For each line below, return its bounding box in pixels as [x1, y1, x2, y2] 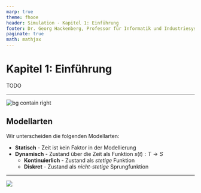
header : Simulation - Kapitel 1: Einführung [6, 20, 119, 26]
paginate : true [6, 31, 44, 37]
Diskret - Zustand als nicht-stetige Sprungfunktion [23, 163, 149, 170]
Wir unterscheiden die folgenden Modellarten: [6, 132, 120, 139]
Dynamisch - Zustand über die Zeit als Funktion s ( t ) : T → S [14, 150, 163, 157]
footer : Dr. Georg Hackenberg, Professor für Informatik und [6, 25, 162, 32]
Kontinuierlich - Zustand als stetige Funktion [23, 157, 135, 164]
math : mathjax [6, 36, 42, 42]
